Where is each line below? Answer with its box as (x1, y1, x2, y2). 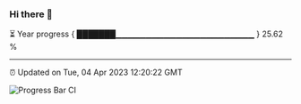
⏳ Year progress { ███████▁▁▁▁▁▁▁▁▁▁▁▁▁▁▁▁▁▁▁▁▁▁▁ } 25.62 (9, 28, 284, 39)
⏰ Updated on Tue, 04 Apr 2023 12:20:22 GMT (9, 67, 183, 78)
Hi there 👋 (9, 8, 54, 20)
